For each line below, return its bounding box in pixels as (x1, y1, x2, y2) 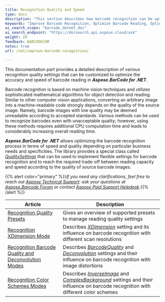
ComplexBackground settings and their (63, 276, 153, 283)
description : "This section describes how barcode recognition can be (5, 16, 153, 21)
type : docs (5, 12, 27, 17)
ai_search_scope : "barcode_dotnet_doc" (5, 26, 87, 31)
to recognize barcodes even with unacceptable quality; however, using (5, 118, 148, 124)
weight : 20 (5, 35, 27, 40)
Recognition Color (7, 276, 49, 283)
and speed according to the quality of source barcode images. (5, 164, 132, 170)
